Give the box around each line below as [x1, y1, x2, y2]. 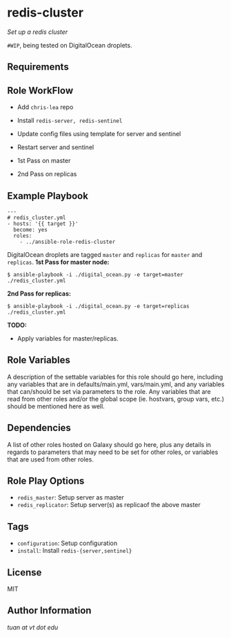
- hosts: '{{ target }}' [7, 220, 79, 227]
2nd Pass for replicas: [7, 289, 71, 298]
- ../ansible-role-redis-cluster [19, 238, 116, 245]
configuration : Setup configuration [17, 539, 118, 547]
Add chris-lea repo [17, 103, 74, 111]
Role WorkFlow [7, 84, 74, 96]
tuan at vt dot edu [7, 623, 59, 631]
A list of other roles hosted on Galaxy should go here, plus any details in [7, 440, 212, 448]
